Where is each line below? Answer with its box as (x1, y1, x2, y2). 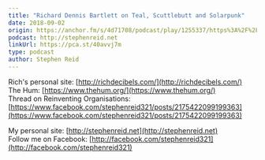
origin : (8, 26, 34, 34)
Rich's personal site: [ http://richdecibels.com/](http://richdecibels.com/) (8, 76, 243, 87)
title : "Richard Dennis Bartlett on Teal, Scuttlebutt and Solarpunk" (8, 11, 245, 20)
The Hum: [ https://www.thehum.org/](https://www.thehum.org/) (8, 85, 216, 95)
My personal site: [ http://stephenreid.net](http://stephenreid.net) (8, 125, 218, 135)
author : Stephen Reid (8, 56, 80, 64)
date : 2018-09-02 (8, 19, 65, 27)
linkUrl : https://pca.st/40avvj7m (8, 41, 122, 49)
